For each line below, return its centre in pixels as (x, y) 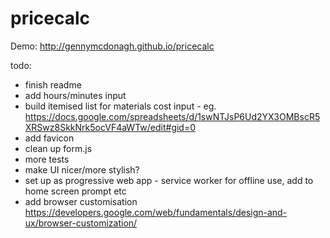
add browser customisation (81, 201)
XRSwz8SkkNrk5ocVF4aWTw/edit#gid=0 (110, 127)
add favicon (49, 138)
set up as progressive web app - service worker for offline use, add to (169, 180)
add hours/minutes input (75, 95)
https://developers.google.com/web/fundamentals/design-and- (156, 212)
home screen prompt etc (75, 191)
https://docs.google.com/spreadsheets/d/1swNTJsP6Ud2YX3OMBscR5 (172, 116)
